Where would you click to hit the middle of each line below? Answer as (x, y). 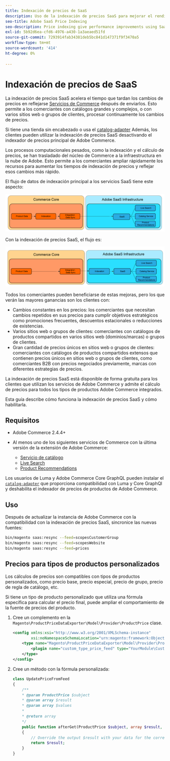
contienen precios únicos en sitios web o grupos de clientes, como (82, 358)
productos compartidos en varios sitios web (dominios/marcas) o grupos (89, 336)
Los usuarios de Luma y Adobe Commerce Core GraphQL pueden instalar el (84, 478)
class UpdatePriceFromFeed (41, 679)
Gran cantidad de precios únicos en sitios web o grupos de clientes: (83, 347)
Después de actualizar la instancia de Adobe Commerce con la (71, 517)
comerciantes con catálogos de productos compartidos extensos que (85, 353)
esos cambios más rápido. (33, 172)
